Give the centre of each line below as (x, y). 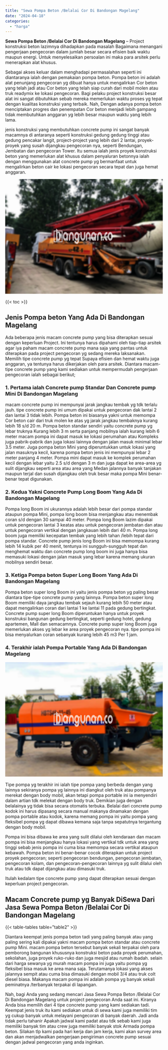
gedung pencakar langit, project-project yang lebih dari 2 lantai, (71, 140)
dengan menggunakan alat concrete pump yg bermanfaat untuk (71, 161)
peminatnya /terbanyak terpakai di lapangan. (51, 984)
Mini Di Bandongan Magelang (42, 393)
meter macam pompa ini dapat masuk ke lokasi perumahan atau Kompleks (82, 436)
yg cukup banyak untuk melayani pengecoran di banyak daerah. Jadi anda (82, 1015)
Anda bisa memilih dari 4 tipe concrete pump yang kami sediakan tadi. (77, 1005)
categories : (17, 21)
